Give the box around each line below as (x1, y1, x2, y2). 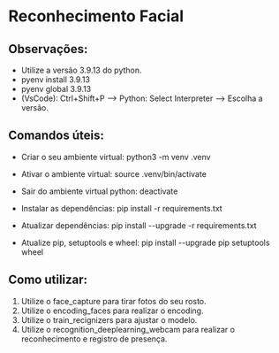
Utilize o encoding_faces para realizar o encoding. (20, 305, 204, 316)
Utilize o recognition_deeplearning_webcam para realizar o (20, 324, 236, 334)
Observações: (8, 42, 88, 57)
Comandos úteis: (8, 128, 105, 143)
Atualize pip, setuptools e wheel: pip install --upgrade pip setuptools (20, 237, 270, 248)
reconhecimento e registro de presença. (20, 334, 168, 344)
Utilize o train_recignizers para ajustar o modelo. (20, 314, 198, 325)
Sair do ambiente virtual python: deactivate (20, 186, 178, 196)
